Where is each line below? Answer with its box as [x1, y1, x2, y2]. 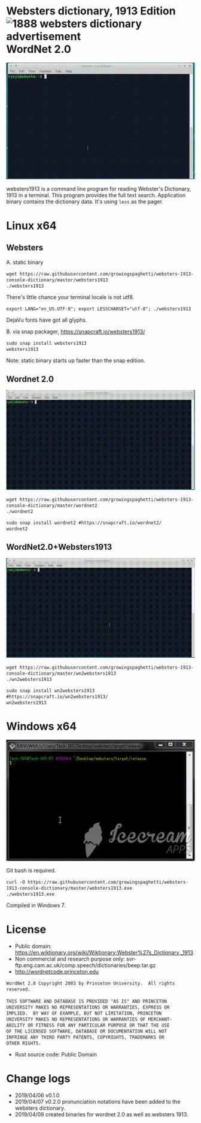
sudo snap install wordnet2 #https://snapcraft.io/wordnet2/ [6, 520, 162, 526]
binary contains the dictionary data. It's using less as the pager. [6, 198, 163, 205]
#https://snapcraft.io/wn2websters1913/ [6, 694, 109, 700]
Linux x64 [6, 219, 57, 232]
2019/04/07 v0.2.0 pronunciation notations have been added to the [14, 1098, 181, 1105]
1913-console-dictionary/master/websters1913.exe [6, 885, 133, 891]
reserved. [6, 986, 31, 992]
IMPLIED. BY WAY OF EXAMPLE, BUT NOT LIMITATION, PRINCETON [6, 1010, 162, 1016]
